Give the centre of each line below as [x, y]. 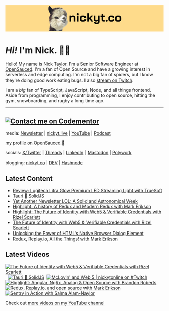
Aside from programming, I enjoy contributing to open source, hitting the [80, 95]
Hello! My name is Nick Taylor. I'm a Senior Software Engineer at [72, 64]
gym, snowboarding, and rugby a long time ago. [55, 101]
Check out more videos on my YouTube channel [55, 303]
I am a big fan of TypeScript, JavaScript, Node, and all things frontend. [78, 90]
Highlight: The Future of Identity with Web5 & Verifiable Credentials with [87, 212]
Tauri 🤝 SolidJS [28, 196]
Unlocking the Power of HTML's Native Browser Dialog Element [78, 233]
